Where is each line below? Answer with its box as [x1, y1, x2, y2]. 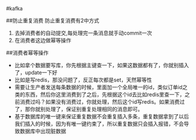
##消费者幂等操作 [6, 49, 49, 56]
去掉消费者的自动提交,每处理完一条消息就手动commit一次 [14, 29, 152, 36]
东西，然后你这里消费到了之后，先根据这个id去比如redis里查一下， [25, 91, 185, 98]
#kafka [6, 5, 23, 12]
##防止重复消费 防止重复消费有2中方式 [6, 17, 99, 24]
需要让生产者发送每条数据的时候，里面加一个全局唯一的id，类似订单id [14, 84, 183, 90]
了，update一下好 [14, 69, 57, 76]
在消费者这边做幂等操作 [14, 37, 71, 43]
